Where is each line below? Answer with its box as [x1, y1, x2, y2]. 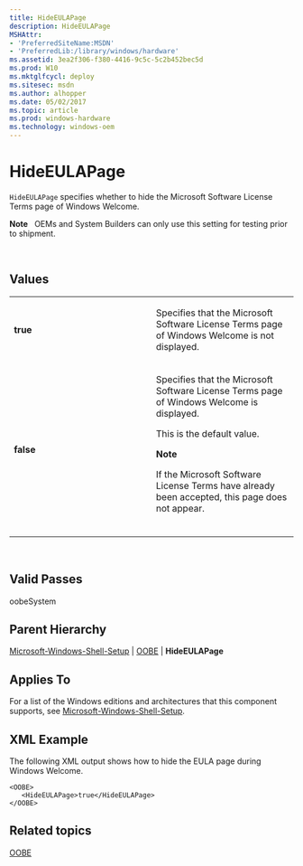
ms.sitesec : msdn [9, 80, 75, 89]
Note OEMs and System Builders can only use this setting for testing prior [9, 218, 289, 229]
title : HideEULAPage [9, 13, 87, 23]
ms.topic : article [9, 106, 78, 115]
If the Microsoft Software [156, 467, 262, 480]
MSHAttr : [9, 30, 42, 39]
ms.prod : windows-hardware [9, 114, 111, 123]
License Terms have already [156, 479, 275, 492]
